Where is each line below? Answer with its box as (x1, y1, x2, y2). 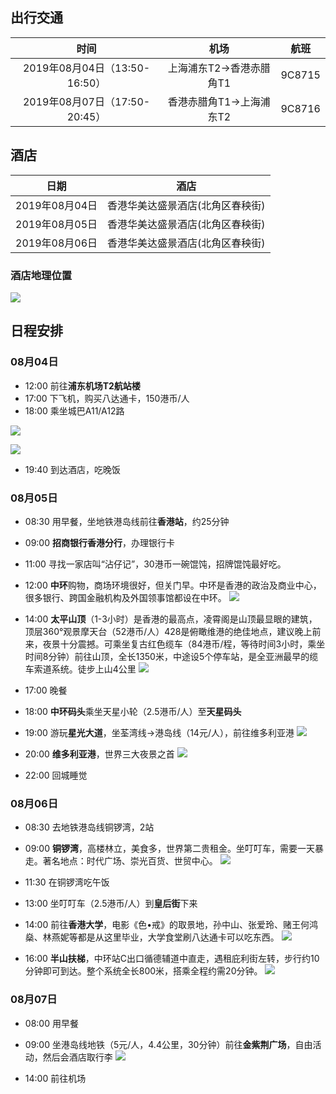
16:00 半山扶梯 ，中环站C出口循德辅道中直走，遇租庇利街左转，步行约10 (24, 953, 320, 965)
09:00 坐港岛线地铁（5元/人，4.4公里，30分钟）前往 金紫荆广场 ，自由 (24, 1038, 313, 1050)
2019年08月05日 (15, 217, 98, 231)
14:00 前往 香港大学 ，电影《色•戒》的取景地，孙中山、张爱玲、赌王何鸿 (24, 919, 319, 931)
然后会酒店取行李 (42, 1051, 113, 1063)
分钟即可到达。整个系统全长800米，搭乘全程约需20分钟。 (24, 965, 263, 977)
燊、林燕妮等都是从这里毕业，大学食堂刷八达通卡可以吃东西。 (24, 931, 280, 943)
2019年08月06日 (15, 236, 98, 250)
